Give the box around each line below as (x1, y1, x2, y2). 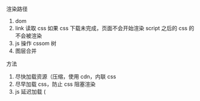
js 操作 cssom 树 (15, 40, 56, 47)
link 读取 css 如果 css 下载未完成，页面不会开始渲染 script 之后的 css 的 (15, 25, 195, 31)
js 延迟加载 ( (15, 88, 46, 95)
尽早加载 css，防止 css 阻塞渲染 (15, 80, 96, 88)
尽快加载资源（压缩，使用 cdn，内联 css (15, 73, 116, 80)
